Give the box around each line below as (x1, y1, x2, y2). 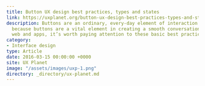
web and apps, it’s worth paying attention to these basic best (12, 31, 179, 38)
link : (6, 15, 20, 21)
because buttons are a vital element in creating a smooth (12, 25, 165, 32)
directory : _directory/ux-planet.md (6, 71, 99, 77)
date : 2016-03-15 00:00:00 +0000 (6, 54, 92, 60)
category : (6, 37, 32, 43)
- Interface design (6, 43, 56, 49)
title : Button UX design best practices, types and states (6, 8, 160, 15)
